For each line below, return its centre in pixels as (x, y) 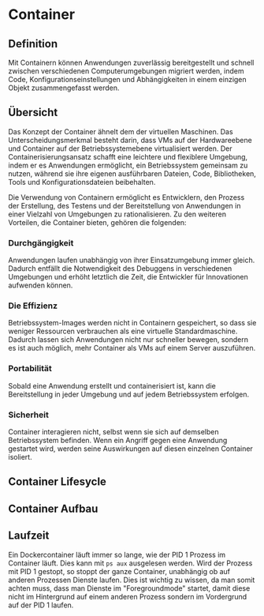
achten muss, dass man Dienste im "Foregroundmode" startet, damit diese (129, 588)
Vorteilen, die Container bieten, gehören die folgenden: (97, 222)
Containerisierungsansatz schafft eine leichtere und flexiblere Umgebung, (128, 156)
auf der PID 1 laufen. (41, 605)
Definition (33, 44)
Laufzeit (29, 536)
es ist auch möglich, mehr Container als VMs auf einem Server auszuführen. (132, 348)
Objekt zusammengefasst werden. (64, 88)
